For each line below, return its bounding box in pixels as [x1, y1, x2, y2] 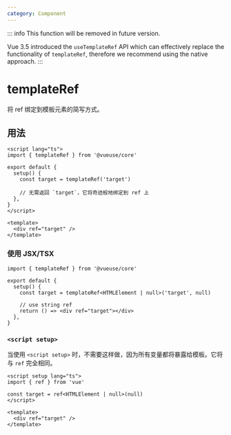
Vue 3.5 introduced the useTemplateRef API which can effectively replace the [7, 42, 225, 50]
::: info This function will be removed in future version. [7, 29, 161, 37]
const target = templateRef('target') [19, 176, 131, 183]
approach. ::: [7, 57, 43, 66]
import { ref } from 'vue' [7, 378, 85, 385]
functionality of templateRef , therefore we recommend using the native [7, 50, 208, 58]
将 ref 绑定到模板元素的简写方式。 [7, 105, 103, 113]
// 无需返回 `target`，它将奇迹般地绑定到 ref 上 [19, 189, 150, 197]
